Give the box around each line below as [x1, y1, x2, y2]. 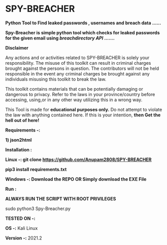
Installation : [5, 146, 32, 152]
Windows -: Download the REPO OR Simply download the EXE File [5, 176, 147, 182]
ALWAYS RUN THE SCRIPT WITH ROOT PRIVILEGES [5, 195, 116, 201]
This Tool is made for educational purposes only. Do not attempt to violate [5, 106, 162, 112]
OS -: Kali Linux [5, 225, 38, 231]
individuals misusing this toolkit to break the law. [5, 76, 107, 82]
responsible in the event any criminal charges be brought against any [5, 70, 150, 76]
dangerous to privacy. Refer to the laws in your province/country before [5, 91, 155, 97]
